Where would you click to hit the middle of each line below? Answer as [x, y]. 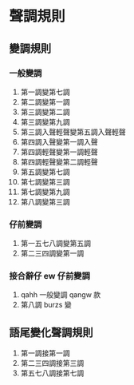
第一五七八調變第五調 [55, 244]
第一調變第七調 [45, 92]
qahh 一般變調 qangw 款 [61, 295]
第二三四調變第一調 [52, 253]
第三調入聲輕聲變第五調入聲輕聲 [73, 132]
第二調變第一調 [45, 101]
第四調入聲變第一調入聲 [59, 141]
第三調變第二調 [45, 112]
